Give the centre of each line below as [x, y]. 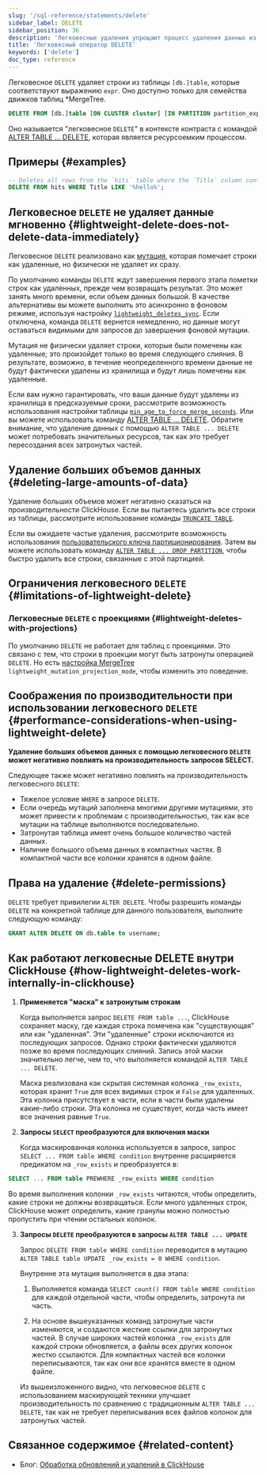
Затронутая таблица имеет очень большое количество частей [125, 833]
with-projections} [43, 628]
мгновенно [37, 224]
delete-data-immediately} [74, 237]
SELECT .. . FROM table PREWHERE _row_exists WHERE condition [111, 1179]
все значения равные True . [65, 1116]
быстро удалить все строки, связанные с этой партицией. [107, 558]
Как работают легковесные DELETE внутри [121, 958]
